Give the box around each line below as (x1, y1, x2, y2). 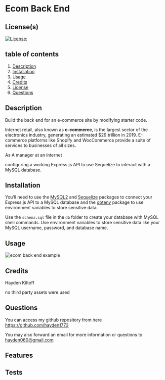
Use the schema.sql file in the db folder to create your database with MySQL (5, 214, 159, 220)
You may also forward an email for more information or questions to (5, 332, 143, 337)
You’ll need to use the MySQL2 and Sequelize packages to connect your (5, 194, 153, 200)
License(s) (5, 23, 39, 31)
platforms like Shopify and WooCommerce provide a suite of (28, 137, 151, 143)
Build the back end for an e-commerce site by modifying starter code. (5, 117, 147, 123)
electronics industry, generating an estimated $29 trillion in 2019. (5, 132, 137, 138)
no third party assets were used (5, 289, 70, 295)
